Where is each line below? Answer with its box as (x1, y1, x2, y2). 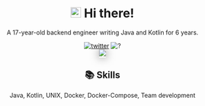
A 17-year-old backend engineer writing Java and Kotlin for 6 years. (6, 28, 199, 36)
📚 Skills (85, 70, 120, 81)
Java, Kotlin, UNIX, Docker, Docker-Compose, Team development (10, 91, 195, 99)
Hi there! (84, 6, 135, 21)
